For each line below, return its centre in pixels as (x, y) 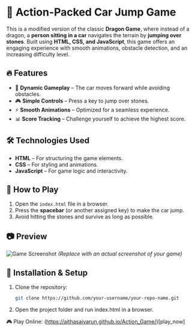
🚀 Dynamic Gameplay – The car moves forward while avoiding (92, 88)
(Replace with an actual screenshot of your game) (120, 254)
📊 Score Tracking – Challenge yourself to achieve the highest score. (100, 119)
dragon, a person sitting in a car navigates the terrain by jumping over (94, 35)
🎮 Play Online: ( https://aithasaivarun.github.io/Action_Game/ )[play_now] (96, 321)
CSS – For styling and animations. (56, 164)
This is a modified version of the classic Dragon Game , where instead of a (98, 29)
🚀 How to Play (32, 189)
